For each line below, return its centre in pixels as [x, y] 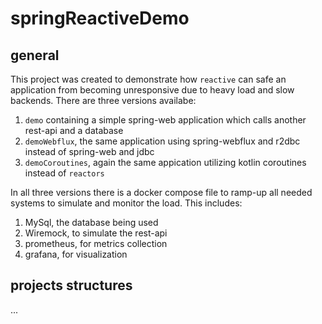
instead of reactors [64, 173]
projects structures [71, 285]
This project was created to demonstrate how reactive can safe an [148, 79]
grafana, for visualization [76, 254]
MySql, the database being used [91, 222]
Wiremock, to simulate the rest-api [96, 233]
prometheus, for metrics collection [96, 243]
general [35, 55]
